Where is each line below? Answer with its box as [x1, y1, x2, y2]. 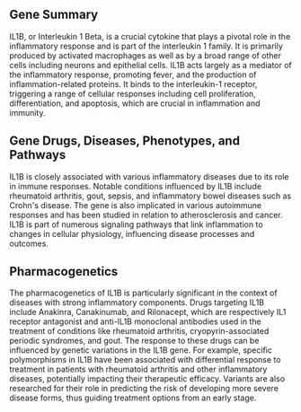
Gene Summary [9, 7, 99, 22]
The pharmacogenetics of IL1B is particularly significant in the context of [9, 287, 278, 299]
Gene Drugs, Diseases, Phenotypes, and [9, 134, 241, 149]
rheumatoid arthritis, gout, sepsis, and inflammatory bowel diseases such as [9, 190, 292, 201]
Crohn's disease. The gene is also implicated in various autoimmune [9, 199, 262, 210]
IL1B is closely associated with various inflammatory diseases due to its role [9, 171, 289, 182]
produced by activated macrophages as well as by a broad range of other [9, 49, 281, 61]
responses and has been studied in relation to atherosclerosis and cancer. [9, 209, 283, 220]
